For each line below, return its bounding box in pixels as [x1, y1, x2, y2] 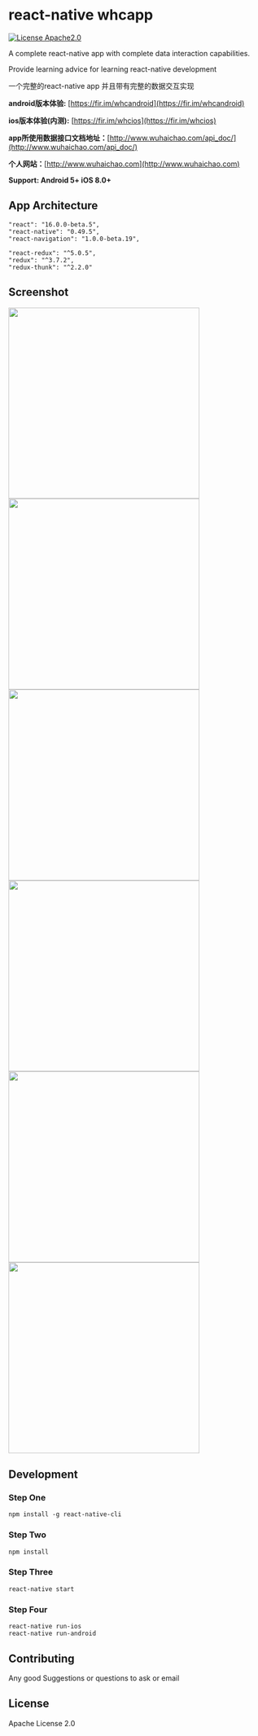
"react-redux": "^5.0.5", [8, 248, 96, 257]
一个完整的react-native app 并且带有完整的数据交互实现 [8, 81, 195, 90]
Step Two [8, 1529, 47, 1540]
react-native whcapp [8, 6, 153, 24]
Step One [8, 1492, 46, 1503]
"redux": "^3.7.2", [8, 256, 75, 264]
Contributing [8, 1651, 75, 1665]
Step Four [8, 1603, 48, 1615]
